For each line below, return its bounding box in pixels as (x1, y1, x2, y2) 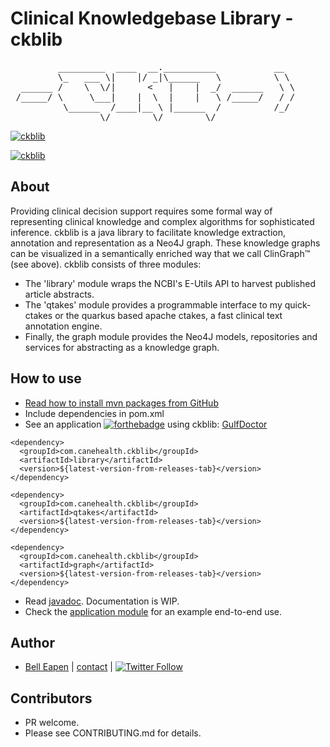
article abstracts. (24, 288, 95, 300)
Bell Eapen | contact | (24, 661, 114, 673)
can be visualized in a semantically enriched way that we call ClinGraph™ (10, 247, 311, 259)
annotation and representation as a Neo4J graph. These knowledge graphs (10, 237, 321, 249)
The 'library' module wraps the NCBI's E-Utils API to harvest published (24, 277, 316, 289)
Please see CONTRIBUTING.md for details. (24, 727, 202, 739)
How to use (10, 370, 82, 387)
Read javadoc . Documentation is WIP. (24, 595, 180, 607)
